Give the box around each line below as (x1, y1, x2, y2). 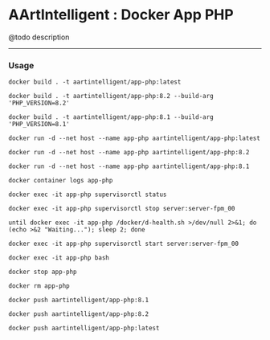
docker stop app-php (8, 268, 78, 277)
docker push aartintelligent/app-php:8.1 (8, 296, 149, 305)
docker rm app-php (8, 282, 70, 290)
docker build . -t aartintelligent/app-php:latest (8, 78, 182, 86)
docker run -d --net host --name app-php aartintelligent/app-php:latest (8, 134, 261, 142)
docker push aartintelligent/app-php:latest (8, 324, 160, 333)
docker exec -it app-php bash (8, 254, 110, 262)
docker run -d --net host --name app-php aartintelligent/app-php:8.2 (8, 149, 250, 157)
